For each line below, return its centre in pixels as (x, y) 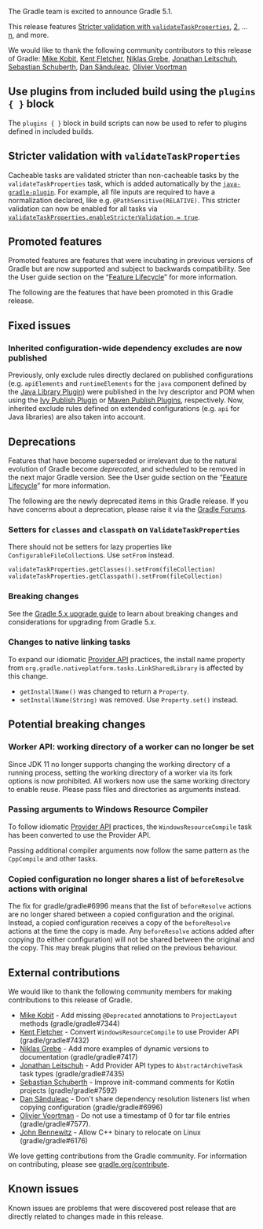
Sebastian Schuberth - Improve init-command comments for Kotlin (127, 1082)
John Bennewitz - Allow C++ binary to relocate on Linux (110, 1132)
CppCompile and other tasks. (53, 858)
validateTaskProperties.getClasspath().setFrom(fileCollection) (115, 577)
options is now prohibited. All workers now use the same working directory (129, 781)
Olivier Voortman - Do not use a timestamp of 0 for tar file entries (125, 1115)
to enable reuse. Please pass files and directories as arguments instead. (124, 789)
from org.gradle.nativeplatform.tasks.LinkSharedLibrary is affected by (126, 668)
